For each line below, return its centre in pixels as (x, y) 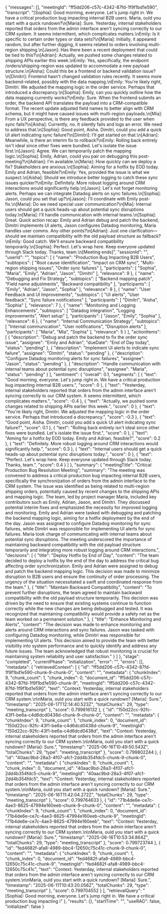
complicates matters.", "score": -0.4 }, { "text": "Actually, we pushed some (82, 401)
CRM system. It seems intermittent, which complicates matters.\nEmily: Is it (83, 34)
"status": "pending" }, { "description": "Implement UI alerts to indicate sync (82, 348)
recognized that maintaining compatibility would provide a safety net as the (83, 614)
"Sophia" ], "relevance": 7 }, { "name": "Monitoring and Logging (71, 305)
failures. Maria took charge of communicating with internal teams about (79, 534)
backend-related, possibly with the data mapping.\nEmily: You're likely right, (83, 82)
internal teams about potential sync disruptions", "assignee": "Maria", (76, 369)
